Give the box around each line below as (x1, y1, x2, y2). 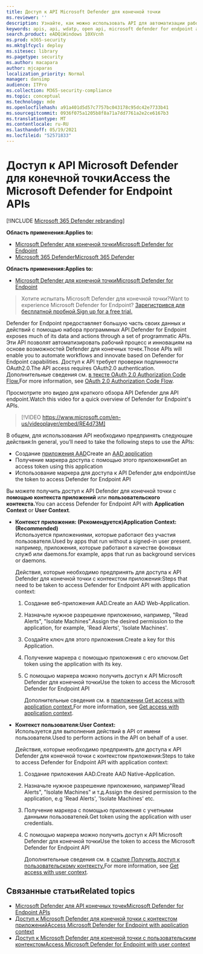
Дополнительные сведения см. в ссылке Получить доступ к (24, 855, 180, 863)
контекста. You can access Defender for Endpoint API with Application (6, 500, 184, 507)
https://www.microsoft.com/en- (42, 414, 121, 421)
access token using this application (14, 462, 103, 470)
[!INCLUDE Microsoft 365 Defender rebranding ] (6, 217, 125, 224)
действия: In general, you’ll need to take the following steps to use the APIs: (6, 438, 195, 445)
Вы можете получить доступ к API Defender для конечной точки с (6, 487, 176, 495)
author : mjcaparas (6, 65, 53, 71)
